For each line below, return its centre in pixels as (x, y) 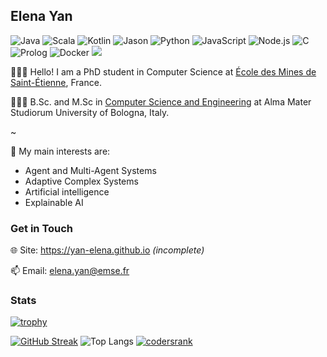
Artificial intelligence (67, 191)
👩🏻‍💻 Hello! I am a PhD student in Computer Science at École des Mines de (163, 71)
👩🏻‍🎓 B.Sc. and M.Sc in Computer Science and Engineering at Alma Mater (161, 101)
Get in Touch (42, 228)
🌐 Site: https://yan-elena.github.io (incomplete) (107, 250)
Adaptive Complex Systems (81, 181)
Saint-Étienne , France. (56, 82)
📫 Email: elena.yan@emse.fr (70, 271)
